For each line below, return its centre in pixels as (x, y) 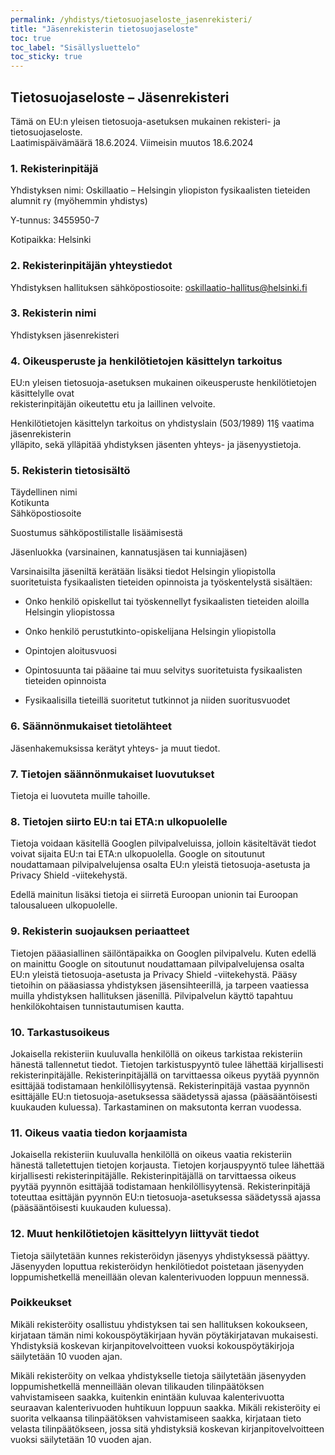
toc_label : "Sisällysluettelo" (75, 47)
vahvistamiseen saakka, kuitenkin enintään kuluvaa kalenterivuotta (147, 1397)
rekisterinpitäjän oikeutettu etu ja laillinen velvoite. (113, 404)
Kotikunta (30, 503)
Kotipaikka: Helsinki (51, 240)
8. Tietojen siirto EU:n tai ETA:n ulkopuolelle (119, 821)
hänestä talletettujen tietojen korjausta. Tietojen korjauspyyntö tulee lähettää (167, 1165)
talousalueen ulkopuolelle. (64, 905)
